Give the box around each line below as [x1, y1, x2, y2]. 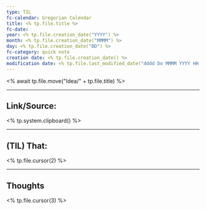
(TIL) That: [6, 141, 48, 151]
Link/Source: [6, 101, 57, 111]
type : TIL [6, 9, 32, 15]
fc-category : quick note [6, 49, 70, 55]
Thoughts [6, 181, 45, 191]
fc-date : [6, 26, 29, 33]
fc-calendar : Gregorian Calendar [6, 15, 92, 21]
